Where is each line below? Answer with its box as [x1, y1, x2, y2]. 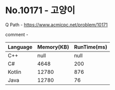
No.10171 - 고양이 [5, 5, 75, 16]
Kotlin [8, 68, 22, 75]
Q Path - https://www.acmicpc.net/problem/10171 [5, 21, 108, 28]
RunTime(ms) [74, 43, 107, 51]
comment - [5, 31, 29, 37]
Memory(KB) [37, 43, 69, 51]
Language [8, 43, 33, 51]
